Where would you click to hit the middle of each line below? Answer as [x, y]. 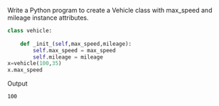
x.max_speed [25, 70]
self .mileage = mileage [68, 57]
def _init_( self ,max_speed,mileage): [76, 44]
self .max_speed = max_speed [74, 50]
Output [17, 83]
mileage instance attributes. [48, 18]
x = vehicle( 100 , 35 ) [34, 64]
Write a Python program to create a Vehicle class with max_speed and [110, 10]
